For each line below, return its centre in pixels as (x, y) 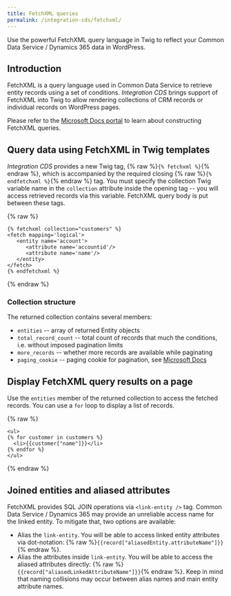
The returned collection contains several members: (80, 317)
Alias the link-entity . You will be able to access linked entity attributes (118, 535)
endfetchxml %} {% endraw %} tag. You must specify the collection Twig (109, 181)
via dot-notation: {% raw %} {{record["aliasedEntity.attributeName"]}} (120, 542)
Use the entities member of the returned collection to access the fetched (113, 398)
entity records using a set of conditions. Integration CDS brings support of (113, 93)
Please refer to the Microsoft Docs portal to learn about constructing (104, 121)
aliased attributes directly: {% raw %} (70, 564)
